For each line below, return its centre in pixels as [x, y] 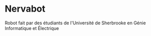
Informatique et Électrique [32, 28]
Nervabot [25, 9]
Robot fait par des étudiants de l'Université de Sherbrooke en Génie [75, 23]
